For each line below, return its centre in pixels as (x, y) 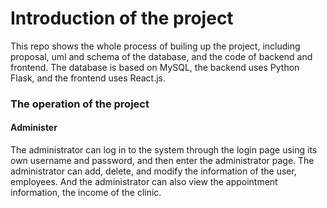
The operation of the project (80, 104)
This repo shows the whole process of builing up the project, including (155, 46)
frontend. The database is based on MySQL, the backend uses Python (155, 67)
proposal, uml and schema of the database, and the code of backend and (161, 56)
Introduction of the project (122, 18)
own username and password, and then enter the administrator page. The (162, 161)
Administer (34, 128)
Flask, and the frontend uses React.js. (88, 78)
